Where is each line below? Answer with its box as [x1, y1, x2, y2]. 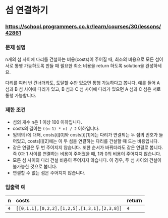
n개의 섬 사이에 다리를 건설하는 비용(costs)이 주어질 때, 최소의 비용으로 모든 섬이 [5, 56, 163, 62]
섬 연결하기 [5, 5, 48, 16]
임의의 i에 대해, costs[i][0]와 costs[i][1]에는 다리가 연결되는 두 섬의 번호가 [12, 131, 158, 137]
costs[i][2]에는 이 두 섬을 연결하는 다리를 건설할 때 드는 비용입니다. [27, 138, 159, 144]
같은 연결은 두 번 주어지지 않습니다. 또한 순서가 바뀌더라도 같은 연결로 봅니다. [12, 144, 163, 150]
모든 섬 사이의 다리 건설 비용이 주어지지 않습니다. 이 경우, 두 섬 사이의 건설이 [12, 157, 162, 163]
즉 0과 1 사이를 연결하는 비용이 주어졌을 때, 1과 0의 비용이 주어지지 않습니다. [12, 151, 161, 157]
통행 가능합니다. [5, 92, 37, 99]
